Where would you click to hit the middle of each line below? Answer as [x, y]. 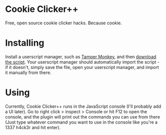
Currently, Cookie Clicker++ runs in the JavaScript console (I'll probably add [83, 106]
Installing [25, 43]
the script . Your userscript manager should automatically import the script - [83, 62]
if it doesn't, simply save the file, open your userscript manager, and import [82, 67]
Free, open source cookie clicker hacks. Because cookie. [64, 23]
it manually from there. [28, 72]
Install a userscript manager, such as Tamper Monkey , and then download [81, 57]
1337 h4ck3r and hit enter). [33, 127]
